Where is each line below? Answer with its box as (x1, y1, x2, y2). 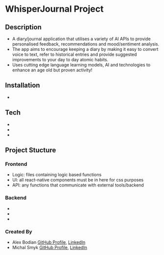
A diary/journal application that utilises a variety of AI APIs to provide (12, 36, 151, 42)
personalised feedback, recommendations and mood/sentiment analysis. (12, 41, 160, 47)
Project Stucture (5, 146, 56, 155)
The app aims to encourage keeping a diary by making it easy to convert (12, 46, 159, 52)
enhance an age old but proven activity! (12, 67, 93, 73)
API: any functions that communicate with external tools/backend (12, 182, 144, 188)
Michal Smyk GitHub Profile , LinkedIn (12, 244, 87, 250)
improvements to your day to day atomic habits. (12, 57, 109, 62)
